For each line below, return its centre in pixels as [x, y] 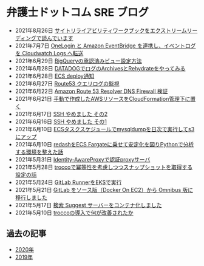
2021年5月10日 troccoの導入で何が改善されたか [74, 213]
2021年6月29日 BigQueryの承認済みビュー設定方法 [78, 61]
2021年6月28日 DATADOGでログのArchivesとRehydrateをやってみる [100, 68]
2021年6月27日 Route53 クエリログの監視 [67, 83]
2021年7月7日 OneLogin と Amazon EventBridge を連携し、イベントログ [105, 46]
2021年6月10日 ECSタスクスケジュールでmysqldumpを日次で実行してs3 [105, 129]
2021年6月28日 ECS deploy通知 [55, 76]
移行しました [31, 197]
